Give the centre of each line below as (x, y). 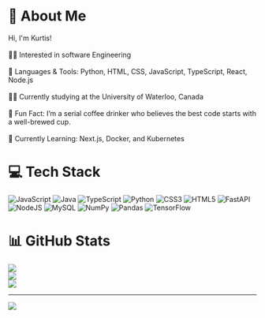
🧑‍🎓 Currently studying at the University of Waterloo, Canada (106, 96)
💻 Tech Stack (54, 172)
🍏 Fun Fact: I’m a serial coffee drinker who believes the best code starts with (132, 113)
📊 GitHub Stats (60, 241)
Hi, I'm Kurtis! (30, 38)
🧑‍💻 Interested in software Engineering (70, 54)
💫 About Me (47, 16)
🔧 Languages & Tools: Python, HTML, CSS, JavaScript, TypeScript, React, (128, 71)
